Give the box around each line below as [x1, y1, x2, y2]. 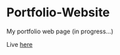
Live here [6, 40, 33, 48]
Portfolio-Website [6, 5, 110, 20]
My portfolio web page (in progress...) [6, 27, 114, 35]
